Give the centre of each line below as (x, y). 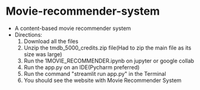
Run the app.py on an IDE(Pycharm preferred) (82, 67)
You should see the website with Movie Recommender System (102, 80)
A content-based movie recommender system (73, 28)
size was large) (43, 54)
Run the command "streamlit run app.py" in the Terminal (95, 73)
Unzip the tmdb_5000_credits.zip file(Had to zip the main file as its (107, 48)
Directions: (28, 34)
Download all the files (51, 41)
